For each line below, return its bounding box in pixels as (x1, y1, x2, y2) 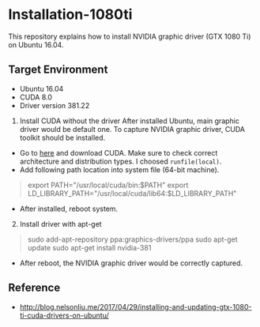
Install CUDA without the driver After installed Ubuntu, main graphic (19, 116, 239, 126)
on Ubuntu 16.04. (8, 39, 64, 49)
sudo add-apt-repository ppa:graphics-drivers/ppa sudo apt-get (27, 235, 239, 244)
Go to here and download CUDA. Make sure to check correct (19, 148, 218, 157)
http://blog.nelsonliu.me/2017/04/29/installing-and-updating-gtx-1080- (19, 302, 252, 311)
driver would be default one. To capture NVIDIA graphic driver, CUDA (19, 124, 245, 133)
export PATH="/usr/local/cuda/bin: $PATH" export (27, 180, 189, 190)
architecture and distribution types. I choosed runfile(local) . (19, 156, 222, 166)
